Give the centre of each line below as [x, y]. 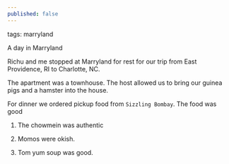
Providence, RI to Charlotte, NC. [54, 69]
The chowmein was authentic [60, 125]
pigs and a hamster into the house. [58, 90]
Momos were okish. [46, 139]
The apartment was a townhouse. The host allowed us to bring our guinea [115, 83]
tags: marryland [30, 34]
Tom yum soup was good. [55, 152]
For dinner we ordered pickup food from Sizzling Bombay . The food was [112, 104]
